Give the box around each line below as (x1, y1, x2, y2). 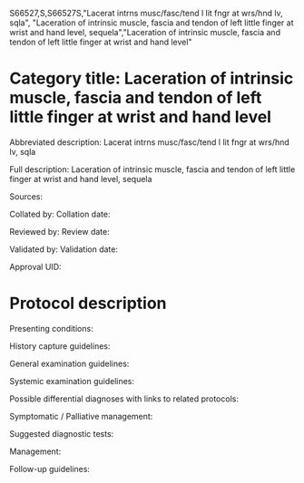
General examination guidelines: (9, 358, 130, 369)
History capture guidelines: (9, 340, 111, 352)
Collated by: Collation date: (9, 208, 111, 219)
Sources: (9, 190, 44, 202)
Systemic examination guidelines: (9, 375, 134, 386)
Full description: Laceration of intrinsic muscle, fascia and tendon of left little (9, 163, 296, 175)
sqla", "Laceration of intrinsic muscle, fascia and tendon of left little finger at (9, 17, 294, 28)
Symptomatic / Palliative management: (9, 411, 153, 421)
